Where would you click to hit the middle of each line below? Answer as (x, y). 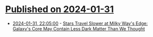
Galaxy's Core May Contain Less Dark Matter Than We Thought (79, 28)
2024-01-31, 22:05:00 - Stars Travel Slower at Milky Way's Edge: (80, 23)
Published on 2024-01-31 (60, 9)
